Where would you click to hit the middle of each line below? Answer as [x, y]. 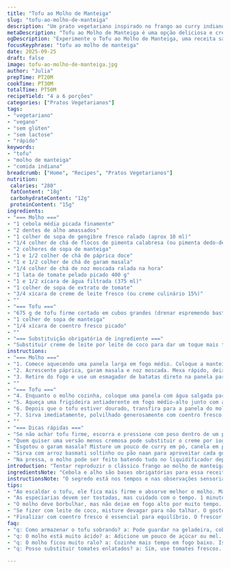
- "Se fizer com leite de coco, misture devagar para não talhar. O [107, 511]
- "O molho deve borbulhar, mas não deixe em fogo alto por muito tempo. [115, 505]
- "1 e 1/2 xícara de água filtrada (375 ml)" [75, 281]
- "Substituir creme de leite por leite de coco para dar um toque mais [113, 345]
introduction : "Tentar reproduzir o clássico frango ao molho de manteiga [116, 466]
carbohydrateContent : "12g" [50, 198]
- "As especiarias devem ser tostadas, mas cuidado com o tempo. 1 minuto [116, 498]
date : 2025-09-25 [32, 52]
